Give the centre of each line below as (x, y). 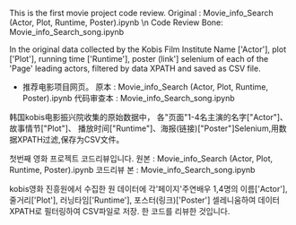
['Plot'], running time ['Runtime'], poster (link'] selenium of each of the (139, 59)
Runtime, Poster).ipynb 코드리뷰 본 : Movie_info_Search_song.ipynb (132, 170)
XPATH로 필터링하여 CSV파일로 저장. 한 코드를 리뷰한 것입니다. (120, 211)
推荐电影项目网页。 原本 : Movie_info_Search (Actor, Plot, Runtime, (145, 87)
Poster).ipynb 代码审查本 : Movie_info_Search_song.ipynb (128, 98)
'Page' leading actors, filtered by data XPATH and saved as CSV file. (135, 68)
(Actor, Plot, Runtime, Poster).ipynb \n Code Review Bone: (117, 22)
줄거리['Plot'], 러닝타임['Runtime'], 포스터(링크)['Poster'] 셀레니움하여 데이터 (144, 200)
